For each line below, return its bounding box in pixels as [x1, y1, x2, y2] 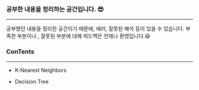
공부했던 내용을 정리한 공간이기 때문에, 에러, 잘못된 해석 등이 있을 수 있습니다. [6, 25, 185, 32]
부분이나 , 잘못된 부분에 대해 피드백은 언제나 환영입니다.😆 [17, 32, 151, 39]
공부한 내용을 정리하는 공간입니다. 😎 [6, 5, 104, 13]
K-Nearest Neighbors [14, 66, 67, 74]
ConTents [6, 48, 34, 56]
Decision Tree [14, 78, 49, 85]
